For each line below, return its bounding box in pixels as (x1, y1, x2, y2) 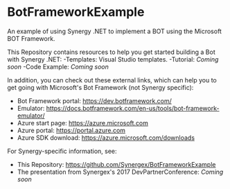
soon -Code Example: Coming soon (7, 62, 109, 71)
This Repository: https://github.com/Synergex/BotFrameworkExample (17, 160, 216, 168)
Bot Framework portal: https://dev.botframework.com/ (17, 96, 172, 105)
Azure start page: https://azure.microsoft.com (17, 118, 149, 127)
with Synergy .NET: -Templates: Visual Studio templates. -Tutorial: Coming (7, 55, 219, 63)
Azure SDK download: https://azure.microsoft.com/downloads (17, 133, 195, 142)
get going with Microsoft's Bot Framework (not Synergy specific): (7, 83, 194, 91)
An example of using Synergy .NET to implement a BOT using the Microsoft (7, 27, 222, 35)
